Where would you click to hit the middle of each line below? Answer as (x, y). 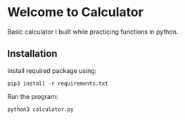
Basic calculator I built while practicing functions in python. (93, 32)
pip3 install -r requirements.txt (58, 84)
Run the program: (33, 96)
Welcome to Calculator (76, 12)
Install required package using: (52, 70)
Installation (32, 54)
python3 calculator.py (40, 109)
